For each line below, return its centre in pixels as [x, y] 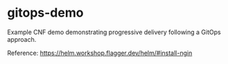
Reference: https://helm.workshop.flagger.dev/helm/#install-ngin [100, 53]
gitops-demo [45, 13]
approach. [22, 39]
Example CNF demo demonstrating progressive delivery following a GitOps [114, 32]
